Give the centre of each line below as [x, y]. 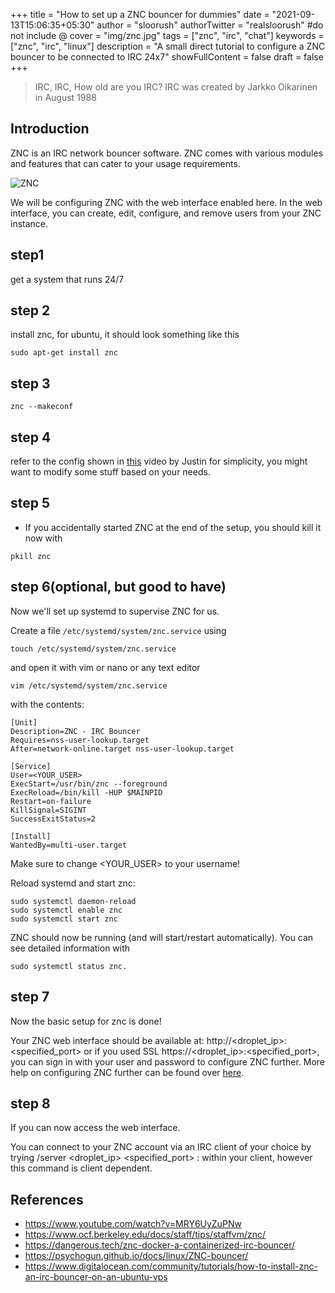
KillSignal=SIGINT [48, 810]
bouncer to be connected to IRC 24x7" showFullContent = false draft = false [167, 57]
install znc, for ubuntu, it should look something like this [125, 335]
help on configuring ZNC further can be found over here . [127, 1072]
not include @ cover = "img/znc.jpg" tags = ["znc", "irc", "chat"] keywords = [167, 35]
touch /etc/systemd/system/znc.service [93, 649]
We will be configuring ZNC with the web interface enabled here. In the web [166, 202]
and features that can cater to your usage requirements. [125, 163]
